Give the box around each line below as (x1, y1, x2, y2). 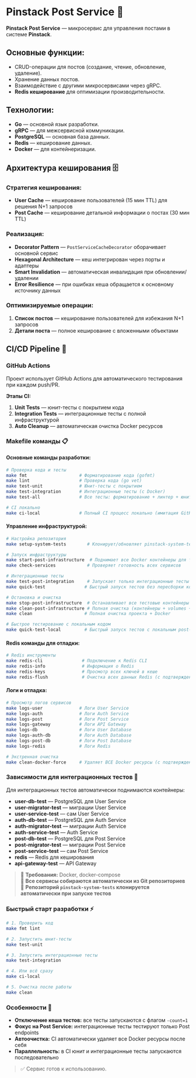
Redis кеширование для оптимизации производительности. (14, 88, 165, 95)
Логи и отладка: (6, 687, 47, 694)
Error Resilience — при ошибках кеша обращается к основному (14, 281, 174, 288)
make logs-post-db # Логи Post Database (6, 738, 132, 744)
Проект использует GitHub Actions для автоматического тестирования (6, 375, 183, 382)
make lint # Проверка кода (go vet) (6, 478, 142, 484)
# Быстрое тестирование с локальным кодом (6, 621, 111, 627)
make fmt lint (6, 925, 41, 931)
